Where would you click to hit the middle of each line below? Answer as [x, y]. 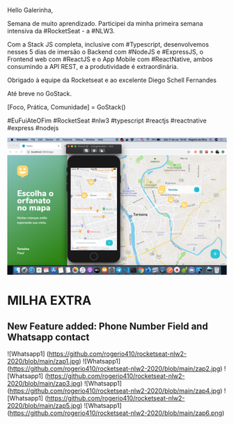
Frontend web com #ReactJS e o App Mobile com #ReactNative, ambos [110, 59]
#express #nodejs [33, 128]
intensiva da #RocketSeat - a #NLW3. [61, 31]
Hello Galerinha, [30, 10]
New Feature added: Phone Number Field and [108, 326]
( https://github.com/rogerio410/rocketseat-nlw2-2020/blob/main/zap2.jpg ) [115, 369]
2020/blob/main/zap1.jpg [43, 361]
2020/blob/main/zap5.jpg [44, 406]
